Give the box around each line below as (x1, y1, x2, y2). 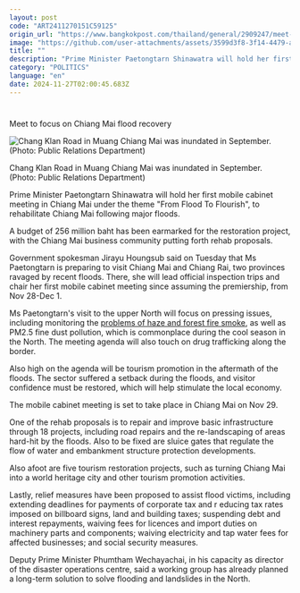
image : (9, 38, 34, 47)
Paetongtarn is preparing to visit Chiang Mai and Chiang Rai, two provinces (9, 261, 286, 273)
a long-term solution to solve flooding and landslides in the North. (9, 573, 251, 584)
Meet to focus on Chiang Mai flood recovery (9, 118, 172, 129)
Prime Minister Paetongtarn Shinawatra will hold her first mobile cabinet (9, 189, 274, 199)
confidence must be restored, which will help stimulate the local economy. (9, 382, 283, 393)
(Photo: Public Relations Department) (9, 172, 146, 182)
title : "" (9, 47, 46, 55)
